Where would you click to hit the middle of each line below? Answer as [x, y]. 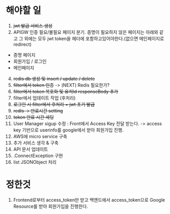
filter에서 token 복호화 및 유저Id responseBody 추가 [66, 91]
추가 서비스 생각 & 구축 [36, 143]
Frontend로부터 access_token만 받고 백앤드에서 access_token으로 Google [89, 200]
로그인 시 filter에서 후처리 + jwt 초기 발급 [54, 104]
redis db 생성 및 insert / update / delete [54, 79]
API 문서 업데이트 [30, 149]
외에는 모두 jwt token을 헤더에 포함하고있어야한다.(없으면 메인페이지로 [94, 38]
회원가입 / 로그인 [30, 61]
